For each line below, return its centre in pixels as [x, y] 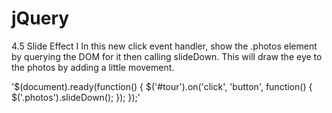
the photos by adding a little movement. [93, 67]
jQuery [40, 18]
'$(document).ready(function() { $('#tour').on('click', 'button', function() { [162, 86]
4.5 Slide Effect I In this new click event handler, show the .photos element [164, 46]
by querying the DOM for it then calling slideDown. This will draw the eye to [167, 56]
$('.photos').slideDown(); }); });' [76, 97]
